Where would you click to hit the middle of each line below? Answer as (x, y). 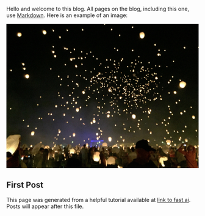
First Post (25, 185)
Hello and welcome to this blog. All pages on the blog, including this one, (98, 9)
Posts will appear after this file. (45, 206)
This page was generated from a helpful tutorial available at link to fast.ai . (99, 200)
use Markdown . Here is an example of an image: (67, 15)
